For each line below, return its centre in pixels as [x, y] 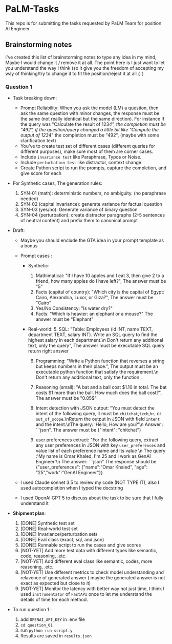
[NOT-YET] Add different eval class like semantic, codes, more [86, 561]
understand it [34, 503]
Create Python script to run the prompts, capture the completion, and [93, 168]
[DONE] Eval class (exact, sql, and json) [62, 540]
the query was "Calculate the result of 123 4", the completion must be [93, 124]
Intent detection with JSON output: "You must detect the [95, 408]
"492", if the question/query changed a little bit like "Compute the [90, 130]
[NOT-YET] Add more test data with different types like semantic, [89, 551]
